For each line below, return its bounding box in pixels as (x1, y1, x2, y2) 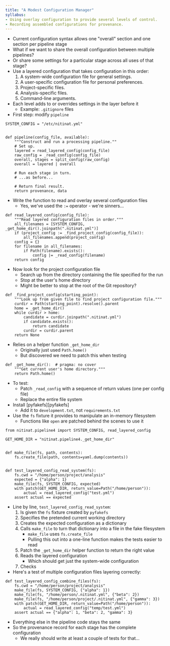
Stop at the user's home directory (20, 277, 91, 283)
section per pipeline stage (12, 41, 67, 47)
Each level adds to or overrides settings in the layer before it (12, 101, 139, 107)
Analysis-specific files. (20, 90, 68, 96)
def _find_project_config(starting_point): (5, 292, 99, 297)
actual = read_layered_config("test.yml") (23, 490, 115, 495)
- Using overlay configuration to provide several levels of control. (5, 17, 158, 22)
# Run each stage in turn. (14, 170, 72, 176)
